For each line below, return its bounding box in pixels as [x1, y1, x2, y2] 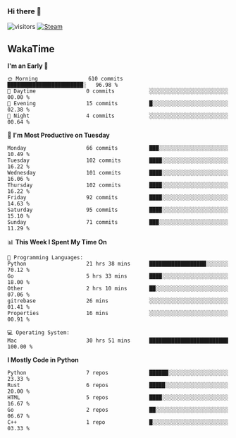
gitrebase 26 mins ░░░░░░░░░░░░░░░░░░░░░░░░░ [7, 297, 229, 304]
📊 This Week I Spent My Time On [7, 238, 107, 247]
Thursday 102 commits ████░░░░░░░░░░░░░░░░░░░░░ [7, 182, 229, 189]
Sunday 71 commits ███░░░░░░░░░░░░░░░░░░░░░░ [7, 219, 229, 226]
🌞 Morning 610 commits [7, 76, 123, 83]
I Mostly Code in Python [7, 356, 79, 365]
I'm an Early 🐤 [7, 61, 49, 70]
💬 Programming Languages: [7, 254, 83, 261]
